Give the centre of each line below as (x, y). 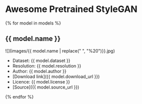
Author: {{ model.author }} (39, 71)
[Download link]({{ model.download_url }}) (56, 76)
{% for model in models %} (33, 23)
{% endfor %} (19, 96)
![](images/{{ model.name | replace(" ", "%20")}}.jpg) (60, 50)
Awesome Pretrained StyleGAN (71, 9)
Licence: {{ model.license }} (41, 81)
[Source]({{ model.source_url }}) (46, 87)
